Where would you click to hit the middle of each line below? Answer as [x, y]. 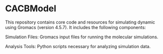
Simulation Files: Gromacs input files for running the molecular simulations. [82, 37]
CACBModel [31, 9]
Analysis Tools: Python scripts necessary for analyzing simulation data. [78, 46]
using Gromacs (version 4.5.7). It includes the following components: [76, 27]
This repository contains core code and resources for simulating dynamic [80, 22]
